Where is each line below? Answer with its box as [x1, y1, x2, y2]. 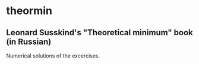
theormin [6, 4, 52, 18]
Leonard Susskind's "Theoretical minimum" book [6, 28, 193, 38]
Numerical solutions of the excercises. [6, 52, 100, 59]
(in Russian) [6, 36, 52, 46]
